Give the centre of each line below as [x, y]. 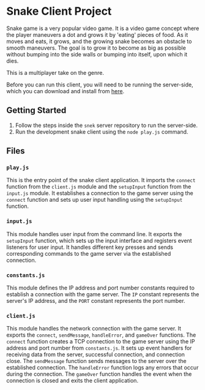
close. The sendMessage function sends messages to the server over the [96, 361]
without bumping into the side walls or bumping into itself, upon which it [97, 54]
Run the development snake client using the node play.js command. [102, 132]
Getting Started [36, 111]
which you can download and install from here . [65, 91]
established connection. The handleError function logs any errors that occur [102, 368]
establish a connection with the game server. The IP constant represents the [103, 294]
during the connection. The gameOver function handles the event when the [99, 374]
